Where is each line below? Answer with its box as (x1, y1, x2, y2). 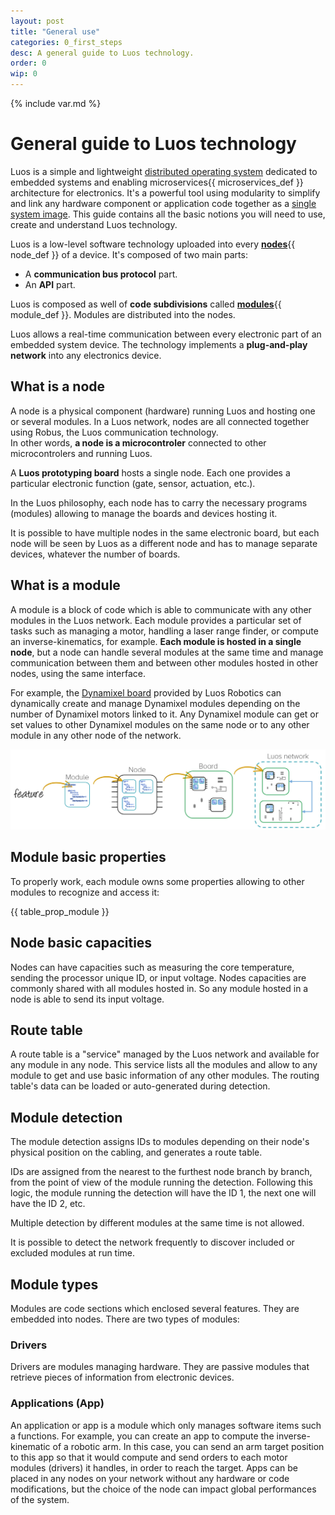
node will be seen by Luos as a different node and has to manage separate (10, 537, 318, 549)
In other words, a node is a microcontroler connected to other (10, 436, 267, 449)
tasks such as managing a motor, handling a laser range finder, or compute (10, 625, 319, 637)
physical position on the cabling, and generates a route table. (10, 1146, 263, 1159)
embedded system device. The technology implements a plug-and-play (10, 338, 308, 350)
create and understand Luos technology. (10, 218, 178, 230)
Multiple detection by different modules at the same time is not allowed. (10, 1217, 305, 1229)
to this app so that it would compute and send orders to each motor (10, 1451, 288, 1463)
